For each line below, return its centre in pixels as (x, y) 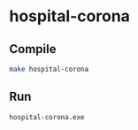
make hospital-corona (49, 69)
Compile (33, 49)
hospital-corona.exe (47, 117)
